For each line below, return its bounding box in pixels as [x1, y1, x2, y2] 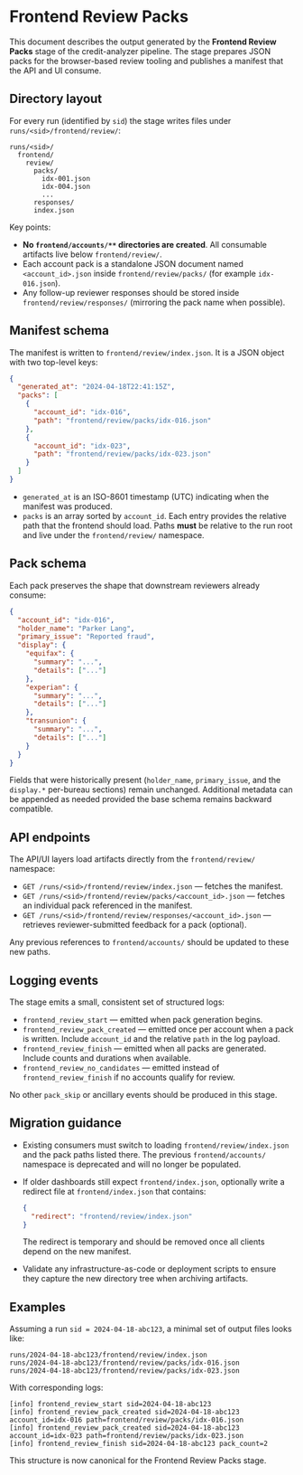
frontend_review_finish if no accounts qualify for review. [22, 1072, 236, 1083]
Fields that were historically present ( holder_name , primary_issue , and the [9, 775, 281, 786]
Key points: [9, 222, 51, 232]
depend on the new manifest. [22, 1246, 132, 1257]
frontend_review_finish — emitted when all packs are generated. [22, 1043, 267, 1054]
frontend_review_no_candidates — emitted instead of [22, 1063, 220, 1073]
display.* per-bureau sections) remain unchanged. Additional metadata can [9, 784, 293, 795]
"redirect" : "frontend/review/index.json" [31, 1212, 193, 1221]
